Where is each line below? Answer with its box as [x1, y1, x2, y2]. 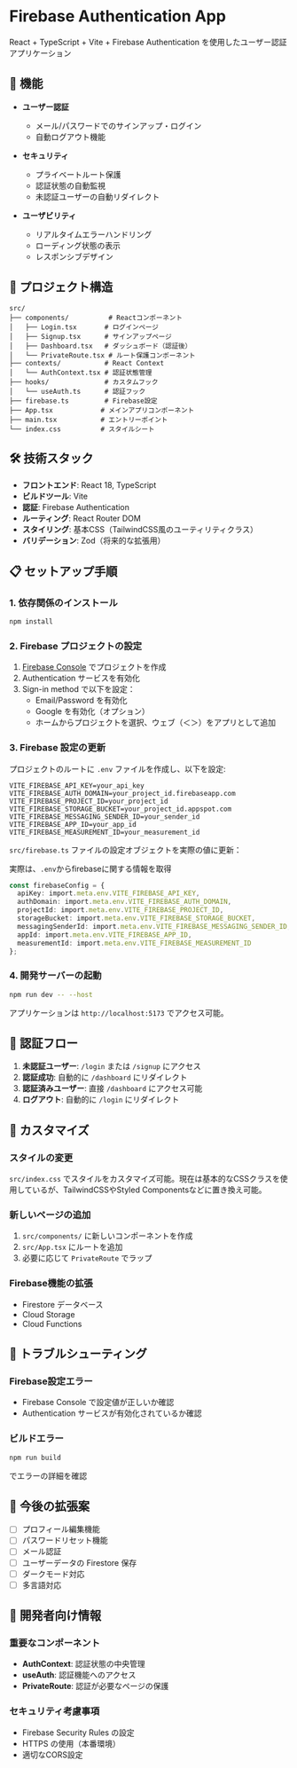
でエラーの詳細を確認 [9, 1470, 87, 1481]
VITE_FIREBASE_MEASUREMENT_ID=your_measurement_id [9, 828, 200, 837]
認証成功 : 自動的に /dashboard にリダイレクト [21, 1072, 188, 1083]
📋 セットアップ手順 [9, 563, 118, 578]
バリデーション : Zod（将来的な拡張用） [21, 535, 166, 546]
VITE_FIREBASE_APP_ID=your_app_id [9, 820, 137, 829]
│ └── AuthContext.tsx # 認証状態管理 [9, 368, 152, 377]
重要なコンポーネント [9, 1637, 100, 1649]
